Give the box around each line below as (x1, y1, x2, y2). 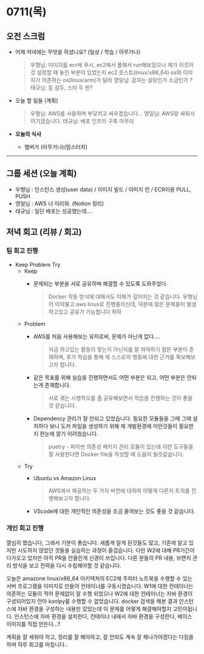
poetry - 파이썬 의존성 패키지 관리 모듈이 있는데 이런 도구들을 (48, 442, 194, 450)
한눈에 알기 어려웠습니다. (39, 430, 98, 437)
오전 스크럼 (6, 31, 46, 41)
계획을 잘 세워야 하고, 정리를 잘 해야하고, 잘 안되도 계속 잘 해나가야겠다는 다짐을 (6, 633, 194, 641)
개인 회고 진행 (6, 524, 44, 532)
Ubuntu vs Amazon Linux (33, 474, 97, 481)
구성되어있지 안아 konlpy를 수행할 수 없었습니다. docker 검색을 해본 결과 (6, 597, 178, 605)
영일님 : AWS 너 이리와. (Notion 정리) (15, 199, 104, 207)
